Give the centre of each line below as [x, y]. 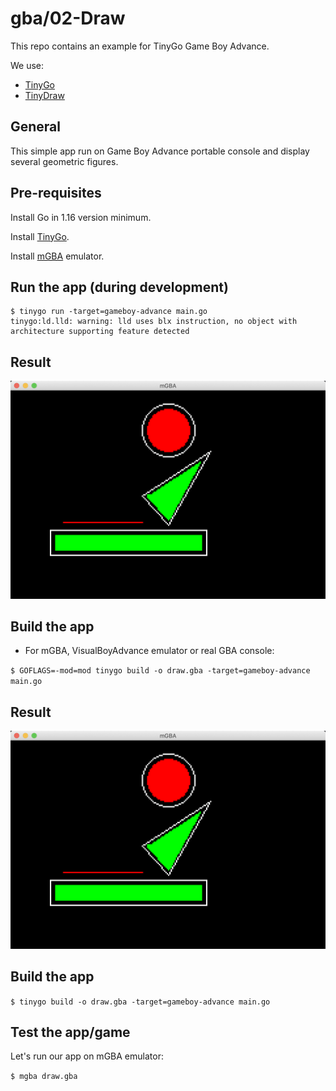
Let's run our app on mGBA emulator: [87, 1056]
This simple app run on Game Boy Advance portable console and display [160, 151]
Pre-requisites [56, 193]
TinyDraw [44, 95]
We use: [27, 65]
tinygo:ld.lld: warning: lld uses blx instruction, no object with [154, 322]
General [36, 127]
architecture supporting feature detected [100, 332]
